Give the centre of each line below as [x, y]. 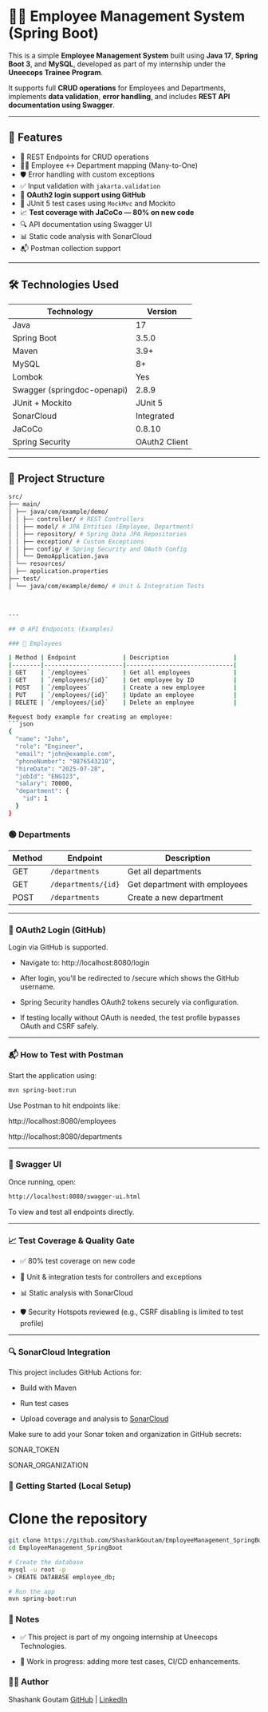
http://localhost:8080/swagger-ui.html [75, 1196]
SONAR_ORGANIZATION [48, 1465]
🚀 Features [35, 138]
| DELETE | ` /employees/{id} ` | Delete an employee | [123, 703]
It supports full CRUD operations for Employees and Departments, [117, 88]
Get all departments [164, 872]
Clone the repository [78, 1519]
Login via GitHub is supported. [58, 947]
